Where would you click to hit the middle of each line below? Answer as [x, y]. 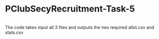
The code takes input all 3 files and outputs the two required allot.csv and [79, 27]
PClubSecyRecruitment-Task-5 [70, 9]
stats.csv [14, 32]
